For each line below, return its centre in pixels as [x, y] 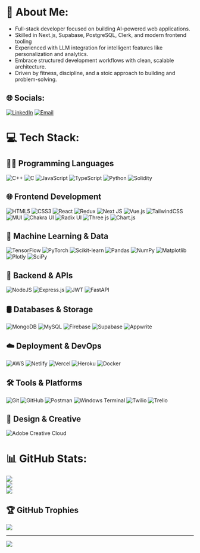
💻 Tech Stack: [43, 137]
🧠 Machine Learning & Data [57, 236]
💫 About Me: [37, 12]
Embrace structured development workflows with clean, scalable [94, 60]
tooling [23, 41]
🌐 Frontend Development [54, 197]
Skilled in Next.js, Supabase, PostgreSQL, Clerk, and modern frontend [100, 35]
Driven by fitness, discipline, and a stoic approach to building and [95, 73]
